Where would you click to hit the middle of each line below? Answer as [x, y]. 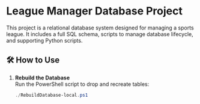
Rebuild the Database [42, 78]
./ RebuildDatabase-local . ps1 [51, 95]
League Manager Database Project [95, 11]
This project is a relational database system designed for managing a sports [100, 28]
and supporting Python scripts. [44, 40]
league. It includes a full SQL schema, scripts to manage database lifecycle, [100, 34]
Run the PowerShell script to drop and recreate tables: [82, 84]
